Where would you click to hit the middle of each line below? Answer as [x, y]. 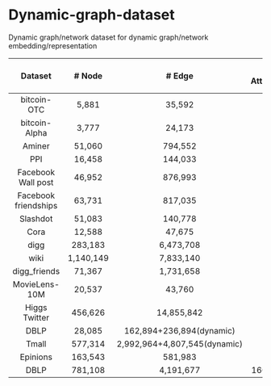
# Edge [179, 76]
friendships [36, 205]
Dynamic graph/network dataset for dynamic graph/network [108, 37]
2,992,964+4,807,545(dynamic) [180, 343]
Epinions [36, 357]
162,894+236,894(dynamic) [179, 330]
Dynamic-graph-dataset [92, 15]
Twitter [36, 317]
